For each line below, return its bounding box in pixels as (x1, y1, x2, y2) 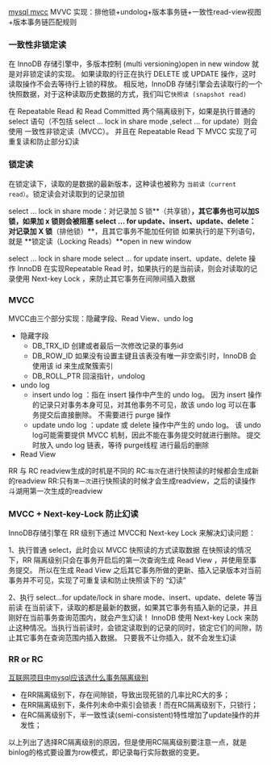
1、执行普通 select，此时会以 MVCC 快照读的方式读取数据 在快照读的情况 (8, 546, 252, 555)
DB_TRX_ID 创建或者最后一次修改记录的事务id (31, 341, 184, 350)
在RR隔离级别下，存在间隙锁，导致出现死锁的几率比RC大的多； (19, 690, 231, 700)
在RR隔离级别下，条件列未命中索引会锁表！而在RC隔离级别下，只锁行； (19, 700, 259, 710)
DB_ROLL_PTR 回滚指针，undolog (31, 370, 145, 381)
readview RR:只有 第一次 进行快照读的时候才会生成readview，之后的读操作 (15, 475, 256, 486)
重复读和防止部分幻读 (8, 136, 79, 147)
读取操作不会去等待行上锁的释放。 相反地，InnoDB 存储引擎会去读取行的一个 (8, 79, 263, 89)
